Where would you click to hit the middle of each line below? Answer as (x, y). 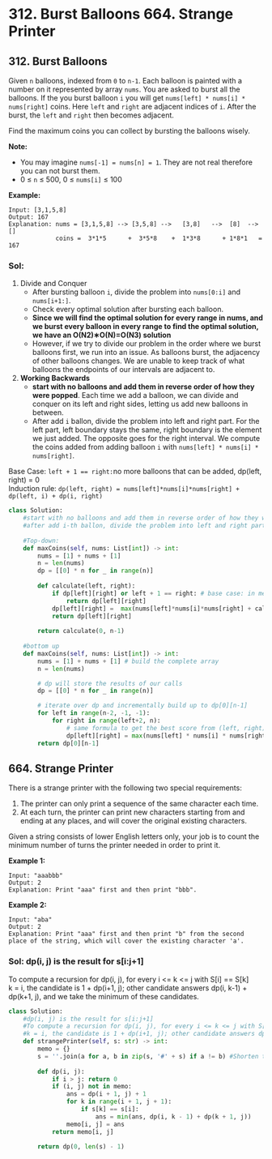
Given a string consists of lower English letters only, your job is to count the (134, 836)
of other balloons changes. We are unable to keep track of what (138, 361)
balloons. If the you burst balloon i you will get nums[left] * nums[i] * (127, 98)
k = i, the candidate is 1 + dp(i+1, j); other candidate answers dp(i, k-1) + (128, 988)
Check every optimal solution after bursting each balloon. (128, 310)
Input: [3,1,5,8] (38, 210)
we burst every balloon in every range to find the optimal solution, (145, 327)
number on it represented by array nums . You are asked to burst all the (124, 89)
